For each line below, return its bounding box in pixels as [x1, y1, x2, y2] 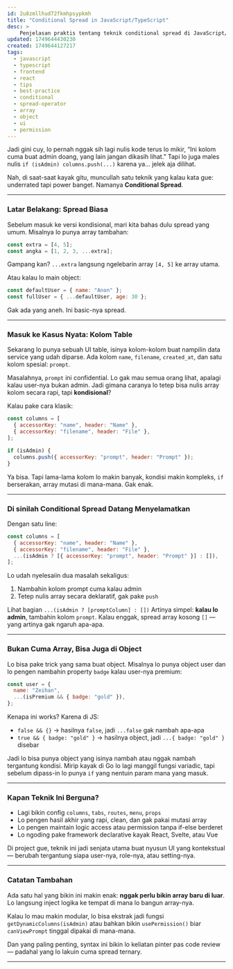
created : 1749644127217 [7, 42, 76, 49]
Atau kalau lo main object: [7, 273, 81, 282]
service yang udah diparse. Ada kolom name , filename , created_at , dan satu [7, 353, 223, 361]
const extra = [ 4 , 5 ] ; [7, 241, 73, 248]
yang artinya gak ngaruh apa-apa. [7, 620, 105, 628]
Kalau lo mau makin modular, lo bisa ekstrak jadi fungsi [7, 911, 164, 920]
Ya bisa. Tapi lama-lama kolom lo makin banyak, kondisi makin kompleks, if [7, 472, 224, 481]
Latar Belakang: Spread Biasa [7, 205, 109, 214]
